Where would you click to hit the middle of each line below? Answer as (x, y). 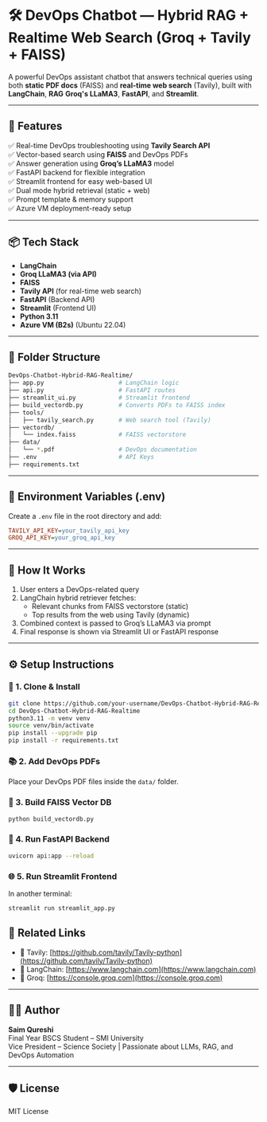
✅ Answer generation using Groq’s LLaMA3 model (91, 163)
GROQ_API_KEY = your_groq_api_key (62, 538)
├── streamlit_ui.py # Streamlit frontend (99, 398)
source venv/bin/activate (51, 726)
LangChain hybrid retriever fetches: (78, 598)
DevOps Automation (41, 1055)
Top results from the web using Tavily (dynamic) (110, 615)
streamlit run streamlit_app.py (62, 908)
